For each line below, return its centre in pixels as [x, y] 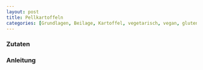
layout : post [23, 12]
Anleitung [21, 60]
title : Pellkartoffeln [35, 17]
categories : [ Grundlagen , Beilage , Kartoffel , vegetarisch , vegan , [93, 23]
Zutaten [18, 44]
